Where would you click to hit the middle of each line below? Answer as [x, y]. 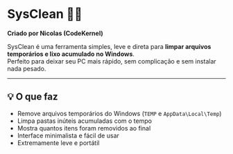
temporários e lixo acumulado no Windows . [71, 54]
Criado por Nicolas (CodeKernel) [55, 33]
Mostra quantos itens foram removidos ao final [84, 128]
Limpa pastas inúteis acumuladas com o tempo [85, 121]
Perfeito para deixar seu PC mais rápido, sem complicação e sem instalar [112, 61]
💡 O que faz [33, 97]
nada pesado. [27, 68]
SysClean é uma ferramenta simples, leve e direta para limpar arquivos [109, 46]
